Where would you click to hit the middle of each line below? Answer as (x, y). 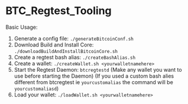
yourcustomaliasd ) (36, 88)
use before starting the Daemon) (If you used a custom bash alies (94, 76)
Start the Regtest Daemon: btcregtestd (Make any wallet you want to (98, 69)
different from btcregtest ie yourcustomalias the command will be (94, 82)
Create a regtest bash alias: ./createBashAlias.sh (75, 57)
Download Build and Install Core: (54, 45)
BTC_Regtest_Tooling (59, 11)
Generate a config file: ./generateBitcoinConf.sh (74, 38)
